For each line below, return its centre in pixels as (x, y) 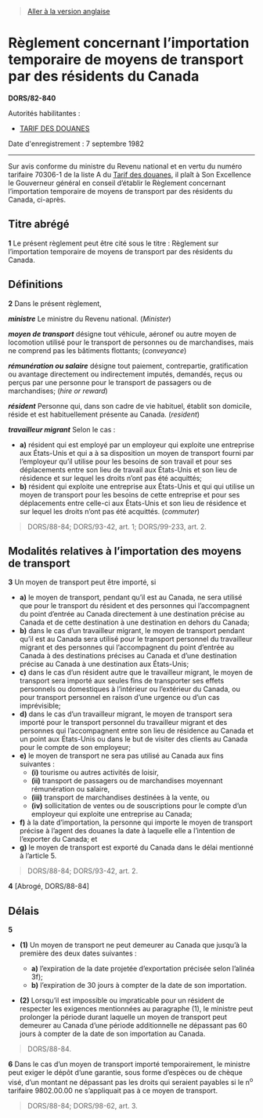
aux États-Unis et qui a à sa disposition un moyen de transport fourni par (137, 453)
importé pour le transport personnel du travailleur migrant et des (123, 723)
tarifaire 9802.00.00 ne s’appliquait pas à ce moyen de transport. (113, 1091)
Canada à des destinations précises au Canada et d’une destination (128, 656)
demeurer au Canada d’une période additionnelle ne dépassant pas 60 (133, 1025)
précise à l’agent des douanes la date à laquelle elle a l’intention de (127, 831)
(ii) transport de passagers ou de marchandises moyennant (127, 781)
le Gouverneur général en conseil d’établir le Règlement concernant (117, 183)
